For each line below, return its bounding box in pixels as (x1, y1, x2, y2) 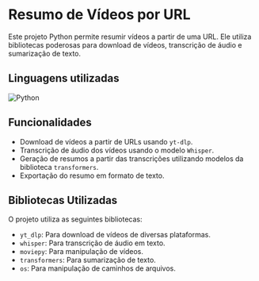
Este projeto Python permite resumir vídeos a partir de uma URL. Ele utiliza (8, 32, 252, 41)
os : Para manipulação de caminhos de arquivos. (19, 264, 177, 273)
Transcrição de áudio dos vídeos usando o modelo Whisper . (19, 145, 215, 155)
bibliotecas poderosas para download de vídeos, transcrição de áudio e (8, 40, 242, 49)
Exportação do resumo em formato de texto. (19, 171, 165, 180)
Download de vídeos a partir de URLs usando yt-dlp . (19, 137, 193, 146)
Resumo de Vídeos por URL (8, 6, 192, 24)
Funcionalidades (8, 116, 93, 129)
